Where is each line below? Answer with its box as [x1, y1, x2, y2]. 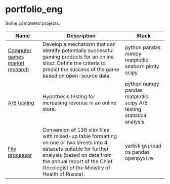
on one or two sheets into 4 [42, 139, 108, 146]
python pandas [124, 44, 161, 51]
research [8, 66, 29, 73]
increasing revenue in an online [42, 99, 117, 106]
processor [8, 151, 32, 158]
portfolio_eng [5, 4, 63, 15]
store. [42, 105, 57, 112]
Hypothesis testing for [42, 93, 95, 100]
